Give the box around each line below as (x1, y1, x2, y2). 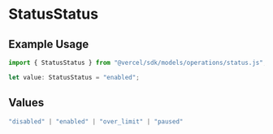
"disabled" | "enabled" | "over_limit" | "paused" (8, 117, 184, 126)
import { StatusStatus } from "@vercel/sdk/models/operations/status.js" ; (8, 58, 267, 67)
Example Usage (8, 37, 89, 51)
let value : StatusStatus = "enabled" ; (8, 73, 140, 81)
